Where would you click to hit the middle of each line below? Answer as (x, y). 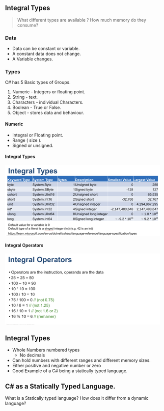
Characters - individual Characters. (48, 102)
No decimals (32, 355)
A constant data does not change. (46, 54)
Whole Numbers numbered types (46, 350)
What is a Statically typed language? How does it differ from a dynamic (77, 398)
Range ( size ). (27, 140)
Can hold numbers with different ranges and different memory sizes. (81, 360)
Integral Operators (24, 246)
